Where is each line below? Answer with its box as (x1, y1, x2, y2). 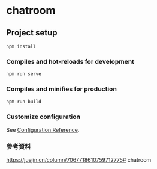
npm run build (6, 99, 42, 105)
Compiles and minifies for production (6, 85, 117, 93)
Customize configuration (6, 112, 81, 121)
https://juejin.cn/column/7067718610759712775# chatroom (6, 156, 152, 164)
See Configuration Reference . (6, 126, 80, 133)
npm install (6, 43, 36, 49)
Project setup (6, 28, 58, 38)
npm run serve (6, 71, 42, 77)
